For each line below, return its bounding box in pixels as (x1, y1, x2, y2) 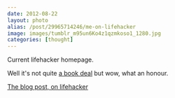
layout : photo (7, 17, 49, 24)
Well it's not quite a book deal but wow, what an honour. (7, 69, 169, 78)
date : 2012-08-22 (7, 10, 58, 17)
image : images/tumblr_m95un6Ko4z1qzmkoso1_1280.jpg (7, 29, 161, 37)
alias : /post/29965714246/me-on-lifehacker (7, 23, 136, 30)
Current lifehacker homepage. (7, 55, 94, 64)
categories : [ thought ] (7, 36, 73, 43)
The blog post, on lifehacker (7, 83, 89, 91)
